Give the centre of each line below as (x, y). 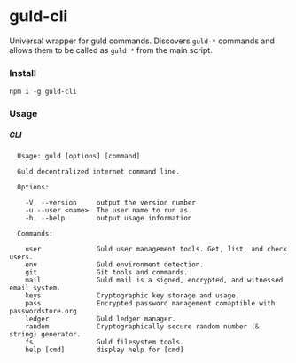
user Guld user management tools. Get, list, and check (156, 250)
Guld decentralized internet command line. (98, 172)
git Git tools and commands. (107, 273)
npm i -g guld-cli (43, 92)
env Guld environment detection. (114, 265)
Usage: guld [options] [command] (79, 157)
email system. (35, 288)
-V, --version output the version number (111, 203)
